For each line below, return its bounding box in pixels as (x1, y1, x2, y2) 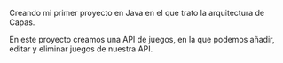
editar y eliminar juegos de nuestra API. (9, 43, 153, 54)
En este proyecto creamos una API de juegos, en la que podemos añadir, (9, 35, 275, 44)
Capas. (9, 17, 35, 28)
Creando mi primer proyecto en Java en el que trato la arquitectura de (9, 8, 264, 18)
